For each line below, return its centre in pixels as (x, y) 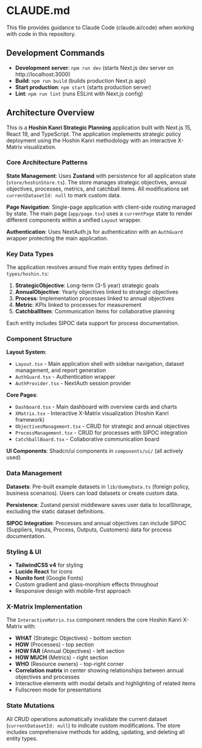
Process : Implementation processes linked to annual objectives (95, 298)
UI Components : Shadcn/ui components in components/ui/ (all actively (95, 451)
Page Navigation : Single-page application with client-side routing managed (101, 207)
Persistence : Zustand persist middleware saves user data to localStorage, (99, 505)
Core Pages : (22, 395)
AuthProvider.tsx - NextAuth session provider (73, 383)
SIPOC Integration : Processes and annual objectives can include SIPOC (96, 523)
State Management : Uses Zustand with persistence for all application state (101, 176)
